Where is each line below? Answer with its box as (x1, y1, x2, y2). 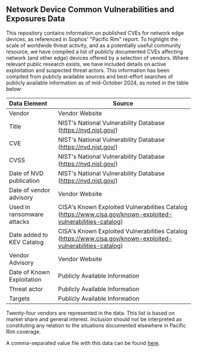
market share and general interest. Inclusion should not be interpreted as (6, 316, 182, 323)
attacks (9, 217, 29, 225)
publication (9, 176, 40, 184)
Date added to (9, 231, 48, 239)
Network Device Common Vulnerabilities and (6, 5, 175, 15)
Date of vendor (9, 186, 50, 194)
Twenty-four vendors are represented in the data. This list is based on (6, 309, 175, 316)
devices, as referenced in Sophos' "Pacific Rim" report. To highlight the (6, 35, 178, 43)
